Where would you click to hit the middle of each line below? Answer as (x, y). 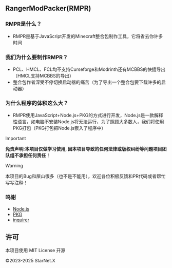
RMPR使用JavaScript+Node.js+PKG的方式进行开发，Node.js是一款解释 (88, 116)
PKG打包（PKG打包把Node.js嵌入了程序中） (59, 128)
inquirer (21, 220)
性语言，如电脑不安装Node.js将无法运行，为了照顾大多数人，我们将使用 (88, 122)
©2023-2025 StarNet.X (30, 261)
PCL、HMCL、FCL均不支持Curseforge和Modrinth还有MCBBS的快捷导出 (89, 69)
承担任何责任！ (34, 156)
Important (16, 139)
